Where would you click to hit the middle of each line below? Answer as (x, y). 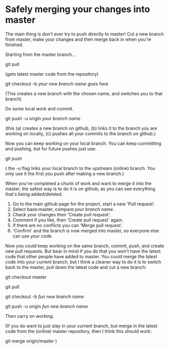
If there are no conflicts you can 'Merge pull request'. (68, 225)
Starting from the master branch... (41, 54)
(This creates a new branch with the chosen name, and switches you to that (84, 93)
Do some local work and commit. (39, 108)
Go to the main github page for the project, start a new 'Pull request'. (84, 204)
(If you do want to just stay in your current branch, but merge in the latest (81, 326)
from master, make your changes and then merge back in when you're (78, 39)
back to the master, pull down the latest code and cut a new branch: (76, 267)
